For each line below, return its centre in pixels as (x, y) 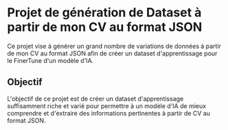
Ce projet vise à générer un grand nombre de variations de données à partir (114, 46)
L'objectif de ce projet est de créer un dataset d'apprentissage (95, 99)
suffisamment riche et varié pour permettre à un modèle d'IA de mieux (107, 106)
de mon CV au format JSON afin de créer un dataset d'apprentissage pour (112, 53)
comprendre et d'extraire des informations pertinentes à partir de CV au (109, 113)
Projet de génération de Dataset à (104, 13)
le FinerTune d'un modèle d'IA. (50, 60)
